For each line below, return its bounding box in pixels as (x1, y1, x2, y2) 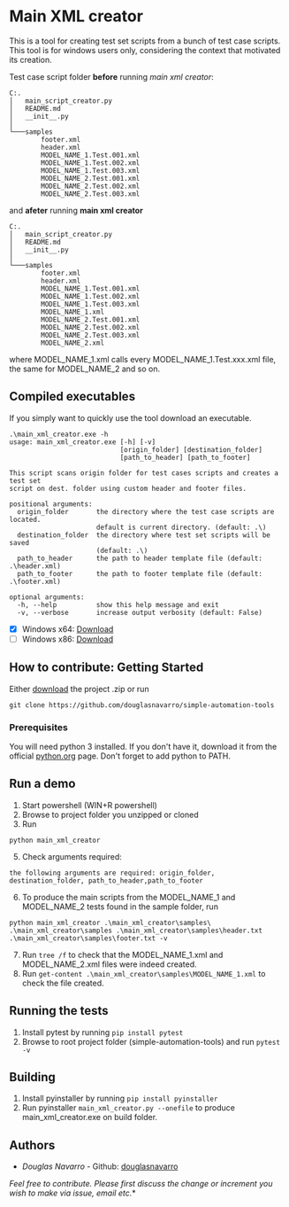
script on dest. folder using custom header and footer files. (9, 484, 247, 493)
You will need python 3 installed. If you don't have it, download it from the (9, 741, 278, 751)
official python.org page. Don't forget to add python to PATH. (9, 751, 232, 761)
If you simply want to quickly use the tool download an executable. (9, 412, 252, 423)
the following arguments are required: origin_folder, (9, 868, 216, 877)
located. (9, 515, 42, 524)
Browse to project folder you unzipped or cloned (21, 809, 199, 820)
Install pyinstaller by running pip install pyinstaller (21, 1093, 218, 1104)
